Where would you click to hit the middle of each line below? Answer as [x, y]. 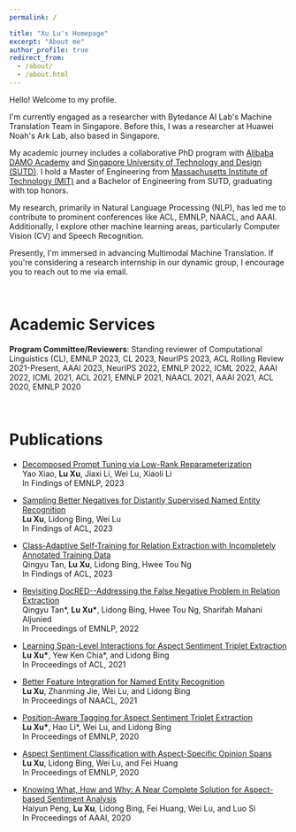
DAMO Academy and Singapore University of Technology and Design [136, 162]
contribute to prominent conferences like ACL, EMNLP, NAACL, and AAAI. [143, 217]
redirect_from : [37, 58]
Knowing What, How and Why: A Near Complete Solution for [132, 790]
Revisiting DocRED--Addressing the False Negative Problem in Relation [151, 590]
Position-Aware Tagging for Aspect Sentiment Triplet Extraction [137, 717]
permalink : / [33, 17]
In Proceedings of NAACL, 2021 [80, 700]
